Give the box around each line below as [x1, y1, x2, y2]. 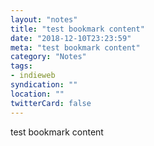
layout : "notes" [10, 14, 78, 25]
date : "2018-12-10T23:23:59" [10, 33, 132, 43]
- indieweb [10, 71, 56, 81]
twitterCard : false [10, 98, 92, 108]
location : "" [10, 89, 65, 99]
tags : [10, 61, 33, 71]
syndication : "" [10, 80, 78, 90]
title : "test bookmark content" [10, 24, 145, 34]
